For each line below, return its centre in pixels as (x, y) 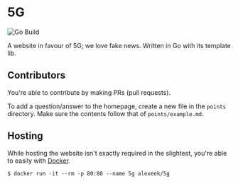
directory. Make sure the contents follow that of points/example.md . (106, 113)
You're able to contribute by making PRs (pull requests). (89, 92)
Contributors (37, 75)
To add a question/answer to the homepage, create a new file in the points (117, 106)
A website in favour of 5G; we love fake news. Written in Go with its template (119, 45)
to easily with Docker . (39, 161)
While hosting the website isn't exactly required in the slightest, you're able (117, 153)
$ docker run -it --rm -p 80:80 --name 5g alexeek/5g (89, 173)
